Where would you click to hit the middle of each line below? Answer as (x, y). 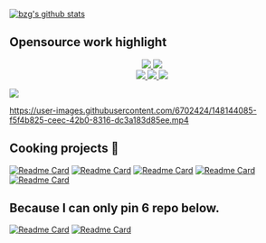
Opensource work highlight (88, 42)
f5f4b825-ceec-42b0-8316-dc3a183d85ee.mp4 (99, 120)
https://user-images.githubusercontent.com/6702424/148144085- (133, 110)
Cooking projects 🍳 (64, 149)
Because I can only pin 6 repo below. (114, 208)
